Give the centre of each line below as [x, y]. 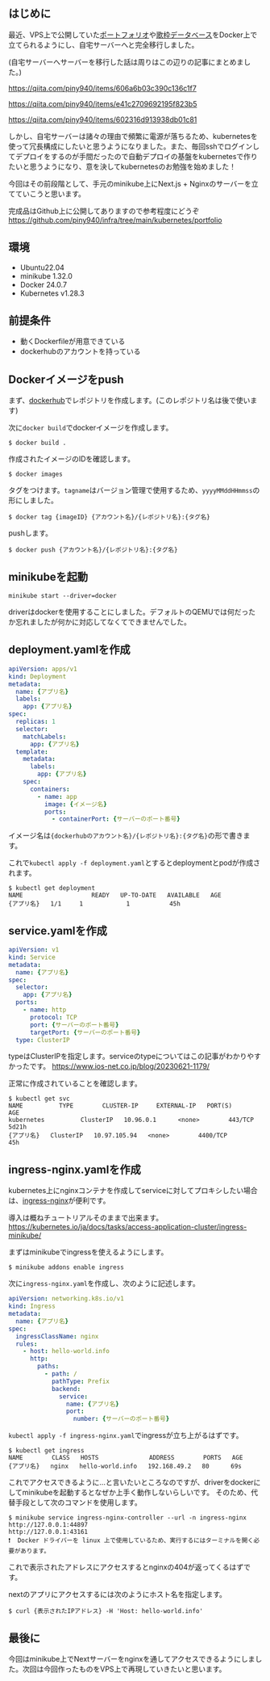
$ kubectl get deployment [52, 889]
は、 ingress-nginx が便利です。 [59, 1200]
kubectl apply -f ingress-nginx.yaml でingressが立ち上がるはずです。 [126, 1435]
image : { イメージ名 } [75, 804]
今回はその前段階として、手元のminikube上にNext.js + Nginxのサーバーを [130, 183]
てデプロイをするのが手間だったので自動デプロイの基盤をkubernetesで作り [133, 156]
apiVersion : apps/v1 [43, 669]
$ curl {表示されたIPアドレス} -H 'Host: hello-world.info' [106, 1612]
